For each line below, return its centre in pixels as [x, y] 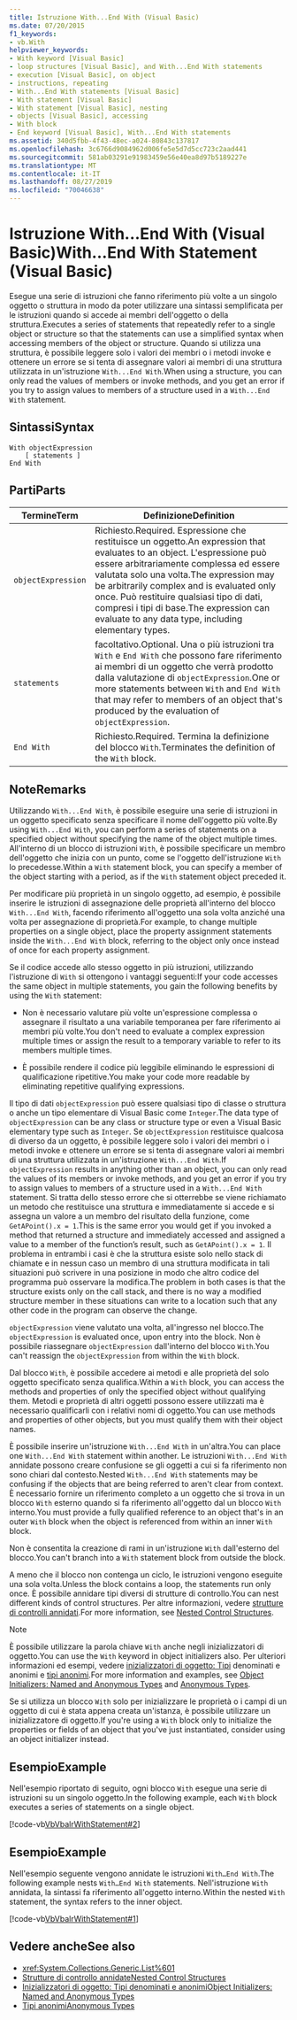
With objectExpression [51, 448]
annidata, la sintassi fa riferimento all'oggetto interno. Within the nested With [147, 1892]
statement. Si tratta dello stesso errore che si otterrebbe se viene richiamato [148, 1198]
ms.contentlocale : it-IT [55, 173]
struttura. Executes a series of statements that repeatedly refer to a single [142, 324]
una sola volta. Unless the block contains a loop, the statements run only [140, 1584]
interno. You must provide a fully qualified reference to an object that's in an [146, 1512]
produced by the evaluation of [157, 711]
